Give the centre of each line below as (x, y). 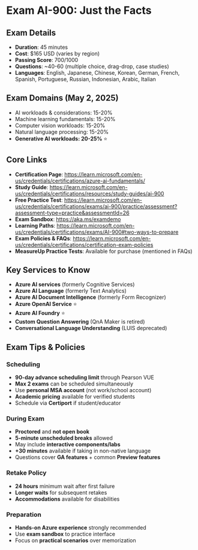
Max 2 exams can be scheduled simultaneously (74, 384)
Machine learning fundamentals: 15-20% (65, 119)
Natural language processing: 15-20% (62, 132)
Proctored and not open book (52, 432)
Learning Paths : (35, 225)
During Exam (25, 419)
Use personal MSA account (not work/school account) (83, 390)
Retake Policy (26, 473)
